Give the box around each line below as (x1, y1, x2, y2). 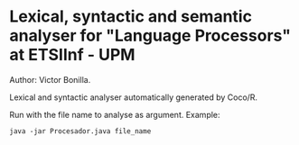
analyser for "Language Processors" (9, 25, 292, 46)
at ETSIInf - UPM (9, 45, 135, 65)
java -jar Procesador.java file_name (9, 126, 152, 136)
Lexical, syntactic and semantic (9, 6, 253, 27)
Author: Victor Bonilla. (9, 74, 91, 85)
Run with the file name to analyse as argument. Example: (9, 109, 220, 120)
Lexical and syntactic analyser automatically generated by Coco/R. (9, 92, 258, 103)
